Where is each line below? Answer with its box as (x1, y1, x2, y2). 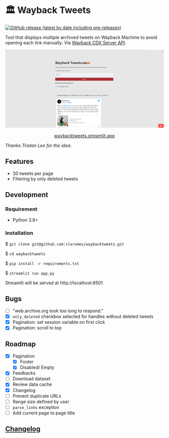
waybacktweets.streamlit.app (54, 133, 115, 139)
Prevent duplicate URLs (12, 393, 61, 399)
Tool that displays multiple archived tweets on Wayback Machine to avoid (5, 34, 157, 40)
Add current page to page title (12, 410, 75, 416)
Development (5, 190, 49, 199)
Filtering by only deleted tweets (12, 176, 78, 182)
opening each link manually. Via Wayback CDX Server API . (5, 39, 127, 46)
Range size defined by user (12, 398, 69, 404)
